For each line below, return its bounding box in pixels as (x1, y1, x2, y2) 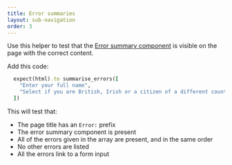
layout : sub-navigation (7, 16, 76, 23)
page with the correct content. (7, 49, 94, 57)
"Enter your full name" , (19, 82, 91, 89)
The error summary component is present (17, 128, 137, 136)
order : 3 (7, 23, 32, 30)
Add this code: (7, 63, 49, 71)
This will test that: (7, 107, 57, 115)
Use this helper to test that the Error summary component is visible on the (7, 42, 217, 50)
